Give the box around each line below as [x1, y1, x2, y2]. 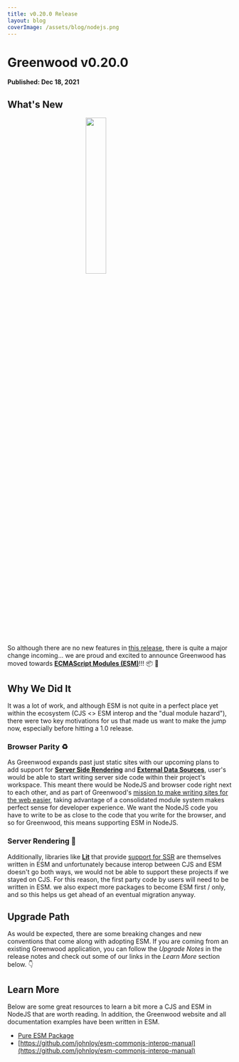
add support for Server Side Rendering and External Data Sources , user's [7, 765, 226, 774]
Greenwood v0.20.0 [7, 54, 129, 70]
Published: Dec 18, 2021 [7, 78, 80, 86]
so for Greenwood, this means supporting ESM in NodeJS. [7, 819, 179, 827]
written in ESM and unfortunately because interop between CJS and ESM [7, 860, 222, 869]
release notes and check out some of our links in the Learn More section [7, 952, 221, 961]
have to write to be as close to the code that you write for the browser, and [7, 811, 226, 819]
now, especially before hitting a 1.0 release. [7, 723, 134, 733]
